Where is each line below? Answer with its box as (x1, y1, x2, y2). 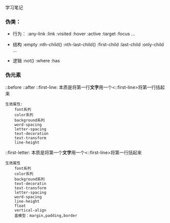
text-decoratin (14, 181, 47, 186)
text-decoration (14, 131, 49, 136)
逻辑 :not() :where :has (12, 58, 60, 64)
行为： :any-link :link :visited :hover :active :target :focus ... (12, 31, 135, 37)
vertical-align (14, 207, 47, 213)
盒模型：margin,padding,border (14, 213, 78, 218)
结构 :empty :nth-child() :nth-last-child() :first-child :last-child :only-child (12, 42, 164, 48)
